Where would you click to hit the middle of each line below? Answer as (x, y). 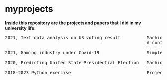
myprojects (29, 9)
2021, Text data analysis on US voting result (63, 38)
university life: (21, 28)
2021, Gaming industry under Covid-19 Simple (84, 52)
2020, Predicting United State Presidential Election (72, 62)
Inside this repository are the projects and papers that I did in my (73, 23)
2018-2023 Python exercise (38, 72)
